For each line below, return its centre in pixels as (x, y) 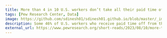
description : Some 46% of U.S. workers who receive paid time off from (81, 23)
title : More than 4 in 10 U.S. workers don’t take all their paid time (81, 10)
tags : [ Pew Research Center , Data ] (42, 14)
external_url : (20, 28)
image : (12, 19)
